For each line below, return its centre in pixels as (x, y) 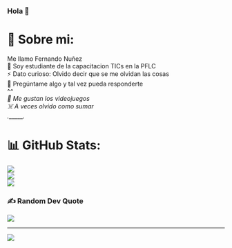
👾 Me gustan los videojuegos (48, 98)
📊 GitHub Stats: (54, 145)
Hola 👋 (18, 11)
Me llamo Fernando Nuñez (45, 59)
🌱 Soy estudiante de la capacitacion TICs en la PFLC (82, 66)
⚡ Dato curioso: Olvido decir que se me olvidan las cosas (88, 74)
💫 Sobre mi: (41, 40)
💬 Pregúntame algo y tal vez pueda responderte (75, 84)
